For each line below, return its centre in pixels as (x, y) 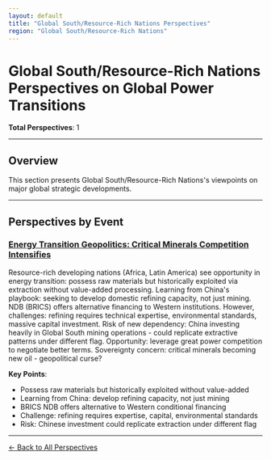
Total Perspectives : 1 (44, 128)
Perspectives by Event (66, 222)
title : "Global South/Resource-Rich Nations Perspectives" (110, 23)
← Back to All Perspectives (53, 447)
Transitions (47, 105)
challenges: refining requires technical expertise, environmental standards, (133, 315)
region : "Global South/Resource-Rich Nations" (88, 31)
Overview (33, 160)
